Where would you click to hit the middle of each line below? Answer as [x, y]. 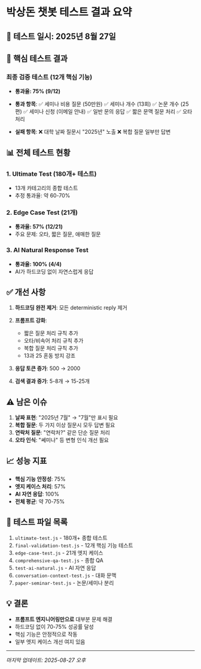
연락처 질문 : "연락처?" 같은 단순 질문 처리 [63, 433]
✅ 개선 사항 [26, 292]
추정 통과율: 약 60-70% [42, 195]
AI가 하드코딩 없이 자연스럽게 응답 [54, 271]
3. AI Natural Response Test [47, 250]
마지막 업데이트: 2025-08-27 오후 [46, 660]
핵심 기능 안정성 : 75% [40, 479]
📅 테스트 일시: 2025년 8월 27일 [61, 36]
